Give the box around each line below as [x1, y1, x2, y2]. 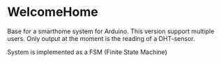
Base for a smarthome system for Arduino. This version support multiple [7, 27, 215, 35]
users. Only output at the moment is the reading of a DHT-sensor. [7, 34, 195, 42]
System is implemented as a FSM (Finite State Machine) [7, 48, 167, 56]
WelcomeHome [7, 4, 99, 20]
